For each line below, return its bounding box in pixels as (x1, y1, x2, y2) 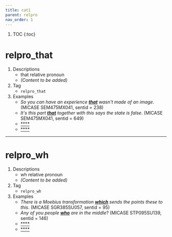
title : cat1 (5, 7, 31, 13)
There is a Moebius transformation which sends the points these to (20, 199, 163, 205)
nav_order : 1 (5, 17, 33, 22)
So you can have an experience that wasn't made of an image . (20, 99, 155, 105)
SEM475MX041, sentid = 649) (20, 115, 84, 121)
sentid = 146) (20, 215, 49, 222)
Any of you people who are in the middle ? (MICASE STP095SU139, (20, 210, 162, 216)
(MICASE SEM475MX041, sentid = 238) (20, 104, 104, 111)
